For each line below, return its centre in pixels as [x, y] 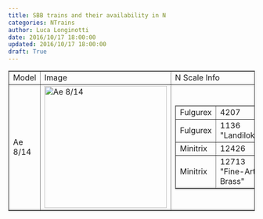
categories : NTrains [42, 23]
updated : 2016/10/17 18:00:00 [58, 45]
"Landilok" [240, 135]
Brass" [232, 181]
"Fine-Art [238, 171]
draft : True [27, 52]
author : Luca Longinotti [49, 30]
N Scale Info [198, 77]
